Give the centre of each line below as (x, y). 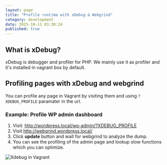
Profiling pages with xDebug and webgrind (75, 84)
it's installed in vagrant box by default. (45, 67)
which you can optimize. (38, 147)
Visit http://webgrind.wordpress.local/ (53, 131)
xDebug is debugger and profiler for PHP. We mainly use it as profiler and (82, 62)
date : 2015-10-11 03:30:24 (34, 24)
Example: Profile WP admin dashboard (54, 114)
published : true (22, 29)
